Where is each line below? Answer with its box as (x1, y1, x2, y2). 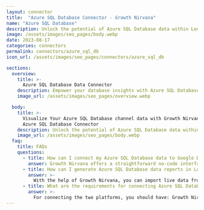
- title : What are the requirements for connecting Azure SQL (22, 183, 183, 189)
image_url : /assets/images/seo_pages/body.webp (17, 132, 140, 138)
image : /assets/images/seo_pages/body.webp (6, 32, 118, 38)
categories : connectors (6, 43, 67, 49)
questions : (17, 149, 45, 155)
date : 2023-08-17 (6, 37, 50, 43)
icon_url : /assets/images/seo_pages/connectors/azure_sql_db (6, 54, 165, 60)
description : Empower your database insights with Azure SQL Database (17, 87, 200, 94)
